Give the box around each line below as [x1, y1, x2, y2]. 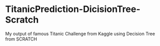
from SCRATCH [5, 36, 37, 42]
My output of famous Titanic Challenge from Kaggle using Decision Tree [5, 30, 155, 36]
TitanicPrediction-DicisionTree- [5, 3, 141, 15]
